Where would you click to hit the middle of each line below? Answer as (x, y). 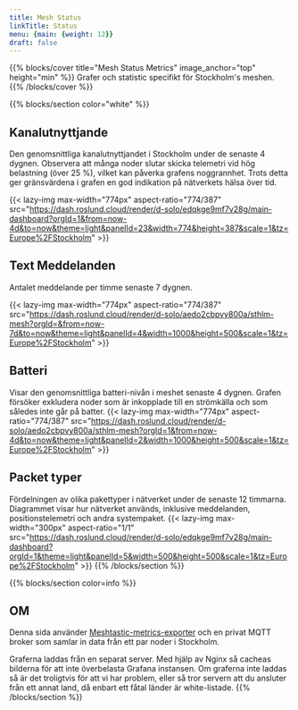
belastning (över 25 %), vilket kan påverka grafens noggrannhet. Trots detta (149, 173)
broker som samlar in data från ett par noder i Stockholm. (115, 642)
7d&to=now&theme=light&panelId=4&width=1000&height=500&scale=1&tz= (149, 333)
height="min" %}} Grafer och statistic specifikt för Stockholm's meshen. (142, 78)
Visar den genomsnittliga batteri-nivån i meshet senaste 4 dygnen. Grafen (145, 392)
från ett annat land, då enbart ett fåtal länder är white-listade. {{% (130, 688)
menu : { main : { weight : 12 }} (62, 34)
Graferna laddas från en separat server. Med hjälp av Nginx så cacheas (141, 659)
